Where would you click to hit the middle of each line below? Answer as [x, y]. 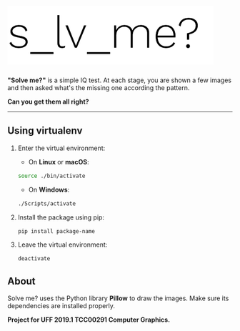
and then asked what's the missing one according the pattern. [99, 87]
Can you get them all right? [48, 102]
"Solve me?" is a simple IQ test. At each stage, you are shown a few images [120, 80]
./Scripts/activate [47, 203]
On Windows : [49, 189]
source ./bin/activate [51, 176]
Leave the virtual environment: [62, 244]
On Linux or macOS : [59, 162]
